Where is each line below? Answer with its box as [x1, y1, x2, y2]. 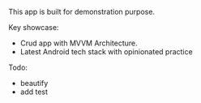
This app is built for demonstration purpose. [8, 7, 156, 16]
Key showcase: [8, 23, 59, 32]
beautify [19, 79, 49, 88]
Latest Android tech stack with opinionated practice [19, 47, 193, 56]
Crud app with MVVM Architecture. [19, 38, 138, 48]
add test [19, 87, 49, 97]
